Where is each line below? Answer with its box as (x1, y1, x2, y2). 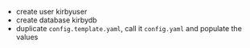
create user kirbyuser (15, 7, 88, 16)
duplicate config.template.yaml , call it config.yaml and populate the (15, 24, 243, 33)
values (15, 32, 39, 42)
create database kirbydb (15, 15, 98, 25)
